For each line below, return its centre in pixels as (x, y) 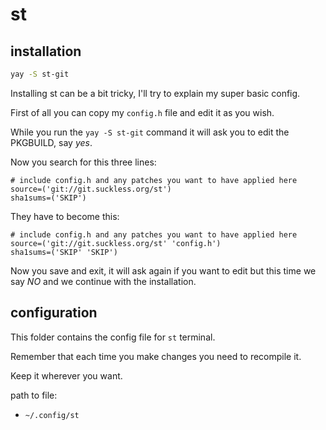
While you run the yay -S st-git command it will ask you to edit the (150, 132)
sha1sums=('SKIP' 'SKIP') (64, 252)
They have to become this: (65, 216)
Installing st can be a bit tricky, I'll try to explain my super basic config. (155, 93)
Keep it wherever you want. (66, 375)
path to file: (34, 395)
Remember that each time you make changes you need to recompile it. (156, 356)
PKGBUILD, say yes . (51, 142)
